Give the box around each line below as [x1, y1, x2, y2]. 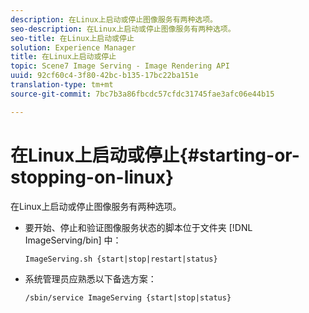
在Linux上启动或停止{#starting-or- [10, 144, 300, 166]
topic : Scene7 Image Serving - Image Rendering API [10, 61, 230, 71]
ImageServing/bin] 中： [24, 234, 122, 246]
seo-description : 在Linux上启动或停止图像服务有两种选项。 [10, 24, 236, 34]
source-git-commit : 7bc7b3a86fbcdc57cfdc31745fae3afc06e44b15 [10, 89, 275, 99]
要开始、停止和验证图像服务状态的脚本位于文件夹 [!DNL [24, 221, 253, 233]
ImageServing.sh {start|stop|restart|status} [24, 254, 218, 264]
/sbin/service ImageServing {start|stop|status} [24, 292, 232, 303]
